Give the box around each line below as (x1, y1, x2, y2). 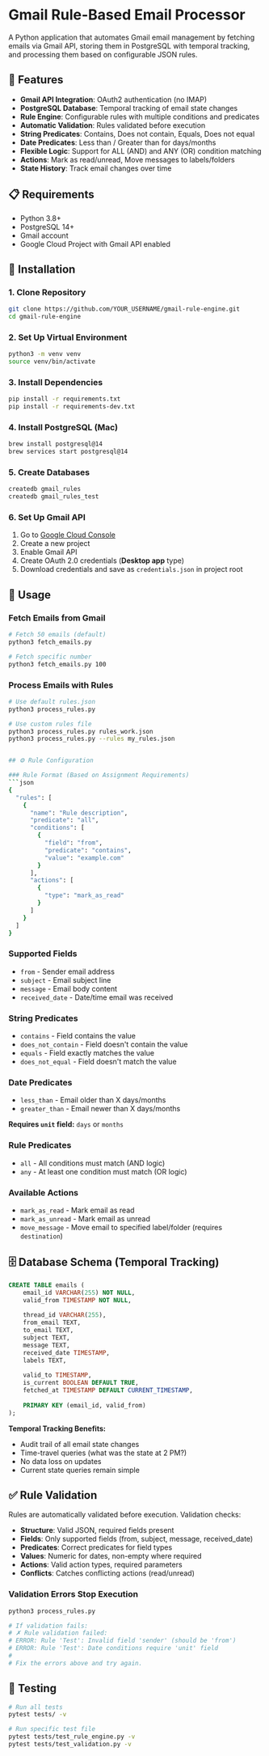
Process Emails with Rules (8, 679, 114, 691)
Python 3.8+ (19, 213, 62, 223)
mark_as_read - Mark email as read (19, 1205, 135, 1215)
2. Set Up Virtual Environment (8, 332, 128, 343)
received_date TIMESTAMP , (23, 1348, 111, 1356)
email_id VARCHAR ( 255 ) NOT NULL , (23, 1288, 136, 1297)
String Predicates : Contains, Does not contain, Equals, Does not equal (19, 129, 255, 138)
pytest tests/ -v (8, 1711, 67, 1719)
